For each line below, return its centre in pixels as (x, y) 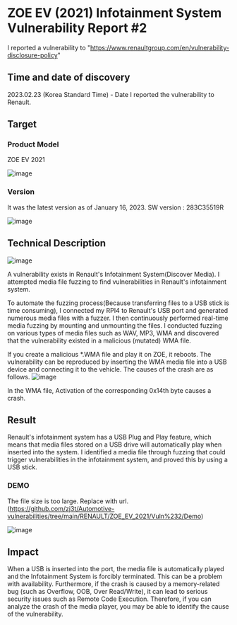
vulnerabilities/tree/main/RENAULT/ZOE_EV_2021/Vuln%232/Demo (104, 516)
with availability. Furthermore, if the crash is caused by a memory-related (114, 584)
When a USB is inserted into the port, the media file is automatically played (116, 569)
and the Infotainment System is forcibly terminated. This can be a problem (115, 577)
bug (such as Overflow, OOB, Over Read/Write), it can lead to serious (108, 592)
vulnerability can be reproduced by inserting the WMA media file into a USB (117, 362)
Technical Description (57, 243)
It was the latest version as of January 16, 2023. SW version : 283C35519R (116, 207)
